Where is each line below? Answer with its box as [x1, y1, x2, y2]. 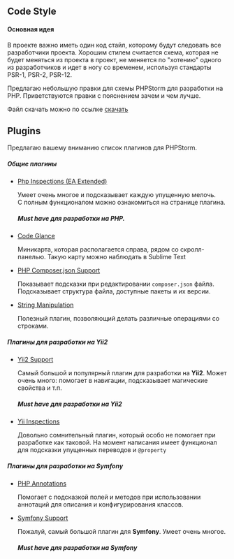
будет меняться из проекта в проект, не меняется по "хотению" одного [7, 55, 221, 64]
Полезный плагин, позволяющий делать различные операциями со [17, 314, 220, 323]
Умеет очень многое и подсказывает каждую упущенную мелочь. [17, 191, 217, 199]
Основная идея [7, 24, 54, 34]
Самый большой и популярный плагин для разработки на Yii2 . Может [17, 369, 227, 377]
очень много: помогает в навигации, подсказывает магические [17, 377, 208, 385]
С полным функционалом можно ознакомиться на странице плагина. [17, 198, 226, 207]
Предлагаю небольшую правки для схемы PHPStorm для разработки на [7, 84, 224, 92]
